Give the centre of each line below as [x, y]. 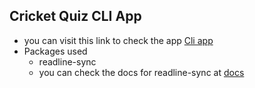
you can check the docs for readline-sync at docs [141, 72]
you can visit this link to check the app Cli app [118, 40]
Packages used [55, 51]
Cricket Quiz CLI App [75, 16]
